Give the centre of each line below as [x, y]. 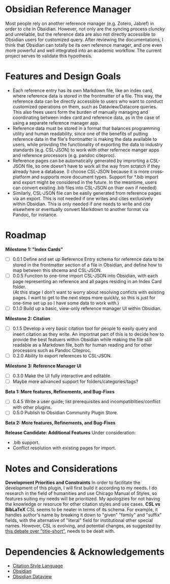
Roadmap [26, 235]
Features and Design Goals [63, 76]
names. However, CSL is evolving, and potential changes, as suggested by [83, 526]
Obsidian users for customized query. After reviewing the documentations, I [84, 40]
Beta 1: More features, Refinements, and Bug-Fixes [60, 392]
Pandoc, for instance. [35, 214]
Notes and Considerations [61, 468]
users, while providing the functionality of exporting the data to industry [88, 144]
